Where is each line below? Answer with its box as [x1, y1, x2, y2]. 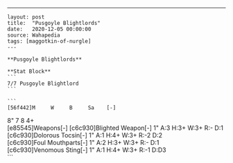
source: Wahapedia [7, 32, 60, 39]
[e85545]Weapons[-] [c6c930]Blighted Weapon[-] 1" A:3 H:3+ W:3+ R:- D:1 [7, 124, 224, 132]
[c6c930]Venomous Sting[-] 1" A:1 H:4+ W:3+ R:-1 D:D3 [7, 146, 166, 154]
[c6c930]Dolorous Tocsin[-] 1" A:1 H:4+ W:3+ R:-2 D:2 [7, 131, 163, 139]
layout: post [7, 14, 45, 21]
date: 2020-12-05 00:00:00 [7, 26, 92, 32]
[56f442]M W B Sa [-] [7, 104, 116, 111]
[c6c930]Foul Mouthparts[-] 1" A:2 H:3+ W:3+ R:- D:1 [7, 139, 159, 146]
